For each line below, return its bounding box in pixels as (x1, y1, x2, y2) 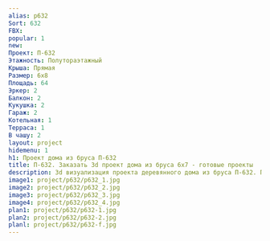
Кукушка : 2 (8, 101, 45, 109)
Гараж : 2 (8, 109, 38, 117)
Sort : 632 (8, 19, 42, 27)
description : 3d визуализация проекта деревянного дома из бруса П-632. (8, 169, 257, 177)
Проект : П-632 (8, 49, 56, 57)
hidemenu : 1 (8, 146, 48, 154)
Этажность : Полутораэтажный (8, 57, 103, 65)
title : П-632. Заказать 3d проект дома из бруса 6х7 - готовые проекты (8, 161, 253, 170)
